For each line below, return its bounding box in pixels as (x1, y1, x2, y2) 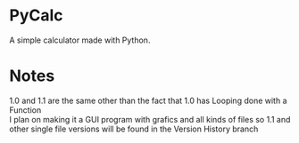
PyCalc (9, 5, 64, 26)
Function (9, 104, 42, 115)
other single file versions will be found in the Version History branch (9, 123, 259, 134)
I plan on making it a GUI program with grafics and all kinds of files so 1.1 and (9, 114, 291, 124)
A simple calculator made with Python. (9, 35, 151, 45)
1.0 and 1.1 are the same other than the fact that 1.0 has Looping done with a (9, 95, 287, 106)
